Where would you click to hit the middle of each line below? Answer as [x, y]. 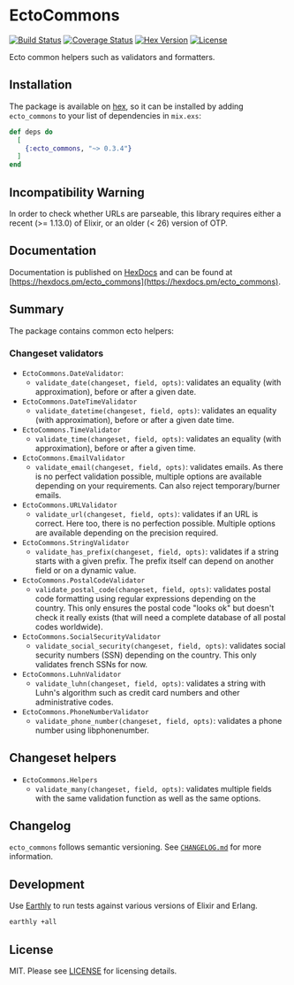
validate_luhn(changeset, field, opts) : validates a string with [151, 683]
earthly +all [33, 922]
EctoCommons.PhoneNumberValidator [85, 712]
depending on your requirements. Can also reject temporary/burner [158, 485]
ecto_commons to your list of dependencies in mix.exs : [105, 115]
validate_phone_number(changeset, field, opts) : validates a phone [158, 720]
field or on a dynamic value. [86, 570]
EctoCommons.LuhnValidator [72, 674]
